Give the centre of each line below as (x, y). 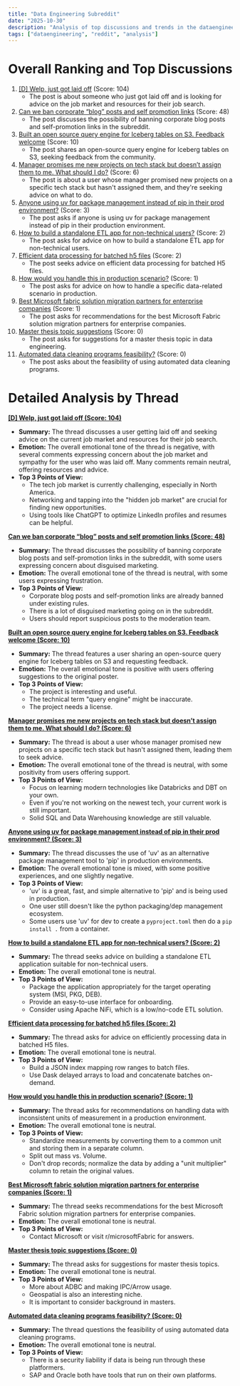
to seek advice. (41, 758)
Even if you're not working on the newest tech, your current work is (128, 802)
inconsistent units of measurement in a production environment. (112, 1118)
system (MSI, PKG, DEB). (66, 994)
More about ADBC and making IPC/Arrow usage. (100, 1287)
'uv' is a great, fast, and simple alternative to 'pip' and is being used (128, 891)
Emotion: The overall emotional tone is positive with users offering (116, 669)
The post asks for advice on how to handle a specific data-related (126, 286)
